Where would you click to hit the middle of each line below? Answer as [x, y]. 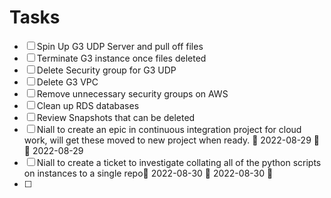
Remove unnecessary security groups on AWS [132, 93]
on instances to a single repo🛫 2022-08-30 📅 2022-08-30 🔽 [148, 173]
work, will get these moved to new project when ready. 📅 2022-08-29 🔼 [171, 140]
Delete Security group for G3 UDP [106, 70]
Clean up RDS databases [88, 105]
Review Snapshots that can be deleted [116, 117]
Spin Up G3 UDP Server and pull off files [120, 46]
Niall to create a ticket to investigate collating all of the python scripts [179, 162]
